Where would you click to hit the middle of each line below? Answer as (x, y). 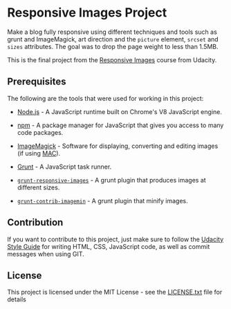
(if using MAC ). (39, 153)
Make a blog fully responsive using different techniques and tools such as (112, 32)
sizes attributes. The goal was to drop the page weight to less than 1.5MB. (113, 46)
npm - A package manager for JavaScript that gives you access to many (120, 125)
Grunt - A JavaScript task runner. (64, 167)
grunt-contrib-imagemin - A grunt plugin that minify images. (102, 200)
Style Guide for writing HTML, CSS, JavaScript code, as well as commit (109, 246)
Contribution (35, 223)
